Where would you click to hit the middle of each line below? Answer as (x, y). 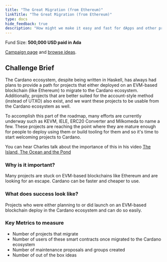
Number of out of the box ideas (44, 255)
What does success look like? (42, 194)
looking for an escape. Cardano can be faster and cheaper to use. (73, 181)
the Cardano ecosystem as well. (38, 106)
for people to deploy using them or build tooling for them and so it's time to (82, 131)
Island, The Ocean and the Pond (38, 152)
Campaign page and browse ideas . (41, 52)
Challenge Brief (30, 68)
